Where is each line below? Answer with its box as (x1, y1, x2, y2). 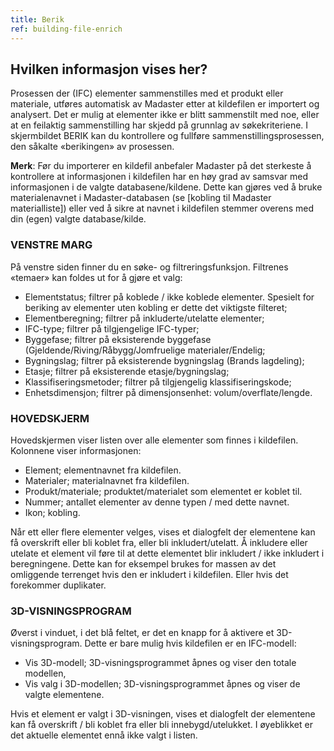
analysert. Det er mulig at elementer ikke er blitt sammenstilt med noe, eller (10, 109, 320, 121)
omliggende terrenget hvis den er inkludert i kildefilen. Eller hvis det (10, 568, 289, 580)
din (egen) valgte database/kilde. (10, 213, 147, 225)
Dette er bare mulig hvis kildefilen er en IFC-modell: (84, 637, 297, 650)
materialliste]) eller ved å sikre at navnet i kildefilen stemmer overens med (10, 202, 315, 215)
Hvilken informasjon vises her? (10, 61, 208, 78)
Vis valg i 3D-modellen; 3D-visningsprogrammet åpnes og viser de (24, 678, 301, 690)
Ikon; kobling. (24, 506, 81, 518)
